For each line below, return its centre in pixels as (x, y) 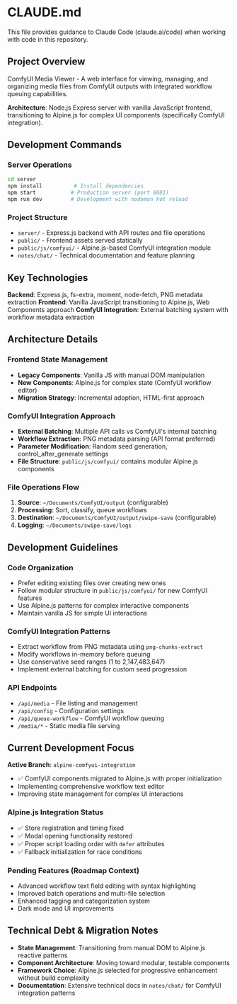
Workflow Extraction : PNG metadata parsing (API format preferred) (116, 439)
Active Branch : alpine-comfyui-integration (71, 765)
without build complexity (53, 978)
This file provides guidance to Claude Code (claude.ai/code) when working (117, 32)
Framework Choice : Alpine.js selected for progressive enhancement (117, 970)
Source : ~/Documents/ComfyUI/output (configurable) (93, 502)
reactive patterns (42, 955)
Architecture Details (53, 339)
